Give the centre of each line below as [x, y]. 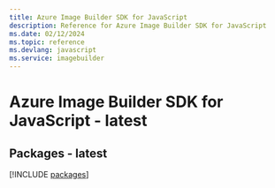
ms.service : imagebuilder [57, 58]
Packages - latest [58, 153]
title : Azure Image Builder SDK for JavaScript [99, 17]
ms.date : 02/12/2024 [47, 34]
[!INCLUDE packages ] [49, 174]
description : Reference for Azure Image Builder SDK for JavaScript [138, 26]
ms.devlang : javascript [53, 50]
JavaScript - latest [78, 121]
